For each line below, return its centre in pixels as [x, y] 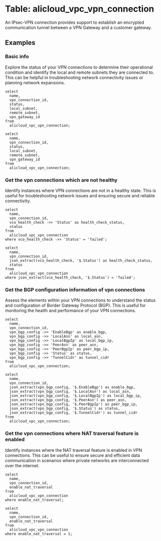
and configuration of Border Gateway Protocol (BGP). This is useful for [75, 305]
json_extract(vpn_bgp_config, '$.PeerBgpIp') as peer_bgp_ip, [73, 404]
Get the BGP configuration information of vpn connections [75, 289]
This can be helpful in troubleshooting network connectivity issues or [74, 77]
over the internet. [22, 465]
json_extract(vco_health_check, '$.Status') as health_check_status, [81, 260]
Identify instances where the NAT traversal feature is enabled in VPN [73, 450]
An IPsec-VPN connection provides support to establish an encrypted [75, 22]
